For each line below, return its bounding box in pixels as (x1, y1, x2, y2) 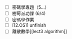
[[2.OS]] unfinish (11, 22, 46, 28)
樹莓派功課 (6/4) (11, 10, 46, 16)
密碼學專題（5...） (11, 4, 49, 10)
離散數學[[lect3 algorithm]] (11, 29, 67, 35)
